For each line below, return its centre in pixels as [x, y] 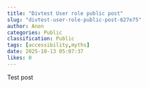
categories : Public [35, 32]
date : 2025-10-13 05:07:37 [45, 52]
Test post [20, 77]
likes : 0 [19, 58]
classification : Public [41, 39]
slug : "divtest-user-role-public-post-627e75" [74, 20]
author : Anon [26, 26]
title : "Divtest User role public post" [65, 13]
